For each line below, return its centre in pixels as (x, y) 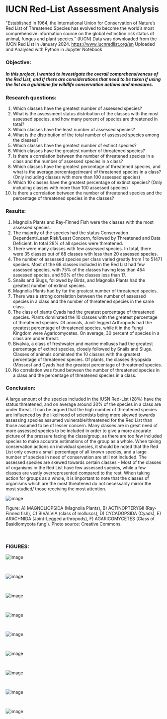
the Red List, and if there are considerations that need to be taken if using (83, 79)
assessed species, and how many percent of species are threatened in (85, 119)
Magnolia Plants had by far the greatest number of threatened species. (85, 291)
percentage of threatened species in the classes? (63, 198)
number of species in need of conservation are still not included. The (76, 457)
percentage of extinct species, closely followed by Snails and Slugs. (83, 349)
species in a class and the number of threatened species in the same (83, 301)
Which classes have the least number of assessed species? (74, 130)
